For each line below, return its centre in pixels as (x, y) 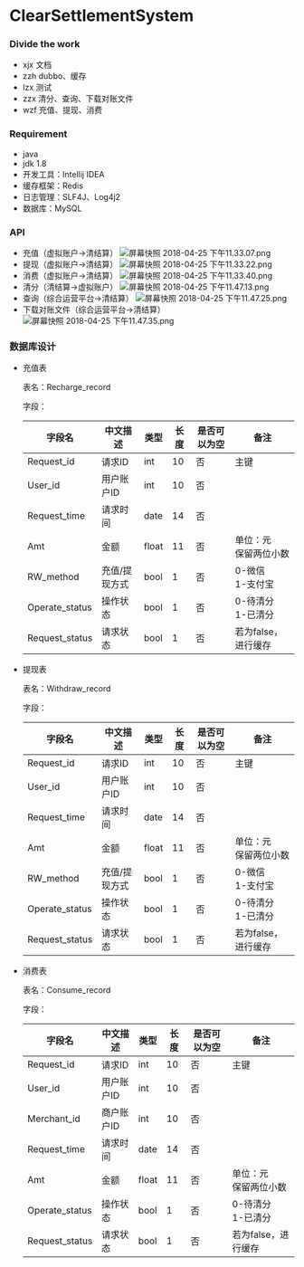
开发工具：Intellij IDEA (63, 174)
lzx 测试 (37, 88)
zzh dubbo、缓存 (54, 76)
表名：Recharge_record (66, 387)
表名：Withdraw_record (66, 689)
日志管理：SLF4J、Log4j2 (71, 196)
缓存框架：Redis (53, 186)
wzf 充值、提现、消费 (62, 110)
